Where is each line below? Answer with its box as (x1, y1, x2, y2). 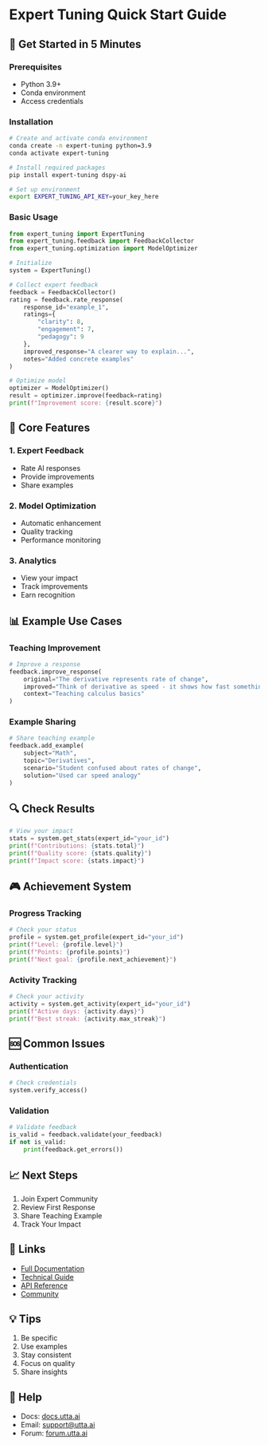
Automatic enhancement (20, 518, 102, 527)
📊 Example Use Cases (9, 614, 122, 628)
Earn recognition (20, 590, 76, 600)
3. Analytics (9, 555, 56, 566)
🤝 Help (9, 1390, 42, 1404)
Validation (9, 1105, 50, 1116)
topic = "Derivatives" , (23, 756, 95, 765)
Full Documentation (20, 1263, 85, 1273)
